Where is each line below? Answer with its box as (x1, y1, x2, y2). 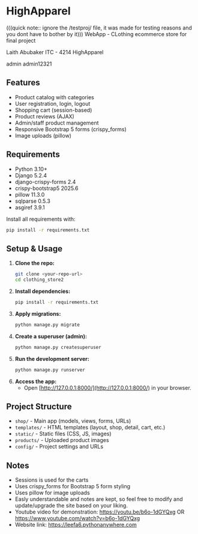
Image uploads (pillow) (14, 132, 72, 139)
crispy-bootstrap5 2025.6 (14, 185, 79, 192)
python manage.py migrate (14, 322, 80, 328)
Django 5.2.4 (14, 171, 47, 179)
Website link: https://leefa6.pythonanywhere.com (14, 521, 137, 529)
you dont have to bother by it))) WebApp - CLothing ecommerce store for (6, 30, 187, 37)
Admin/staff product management (14, 119, 99, 126)
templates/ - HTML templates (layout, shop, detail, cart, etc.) (14, 424, 166, 431)
